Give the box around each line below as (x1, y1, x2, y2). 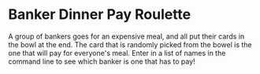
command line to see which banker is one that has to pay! (8, 57, 195, 66)
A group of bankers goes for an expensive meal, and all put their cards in (8, 31, 245, 41)
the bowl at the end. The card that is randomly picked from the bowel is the (8, 39, 252, 49)
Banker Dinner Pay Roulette (8, 6, 191, 24)
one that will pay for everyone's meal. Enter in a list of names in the (8, 48, 226, 57)
